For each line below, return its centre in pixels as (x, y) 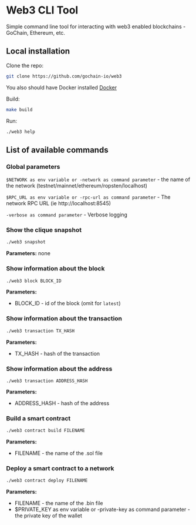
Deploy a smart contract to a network (60, 468)
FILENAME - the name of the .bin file (59, 503)
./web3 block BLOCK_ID (34, 281)
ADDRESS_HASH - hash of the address (62, 403)
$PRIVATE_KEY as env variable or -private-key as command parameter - (102, 510)
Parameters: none (28, 253)
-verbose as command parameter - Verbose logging (67, 215)
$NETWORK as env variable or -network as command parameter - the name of (98, 179)
